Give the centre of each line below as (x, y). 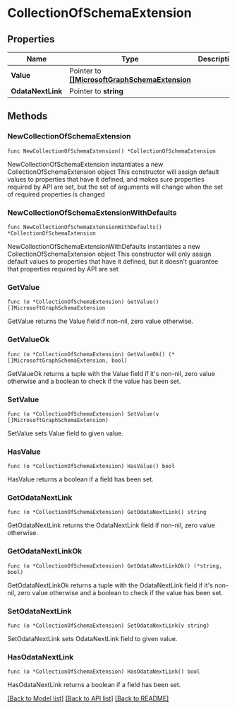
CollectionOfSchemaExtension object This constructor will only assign (109, 254)
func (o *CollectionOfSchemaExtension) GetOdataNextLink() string (107, 512)
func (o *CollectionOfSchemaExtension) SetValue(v (83, 414)
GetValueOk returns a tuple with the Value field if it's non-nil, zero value (111, 373)
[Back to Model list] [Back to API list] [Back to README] (88, 698)
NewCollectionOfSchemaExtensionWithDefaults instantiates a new (104, 246)
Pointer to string (96, 91)
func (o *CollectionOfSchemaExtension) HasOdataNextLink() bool (104, 672)
